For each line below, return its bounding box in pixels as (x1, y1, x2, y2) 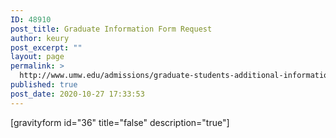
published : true (10, 80, 78, 90)
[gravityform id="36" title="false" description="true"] (10, 116, 230, 128)
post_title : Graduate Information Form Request (10, 24, 213, 34)
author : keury (10, 33, 70, 43)
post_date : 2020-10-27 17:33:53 (10, 89, 145, 99)
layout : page (10, 52, 65, 62)
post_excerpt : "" (10, 42, 83, 53)
